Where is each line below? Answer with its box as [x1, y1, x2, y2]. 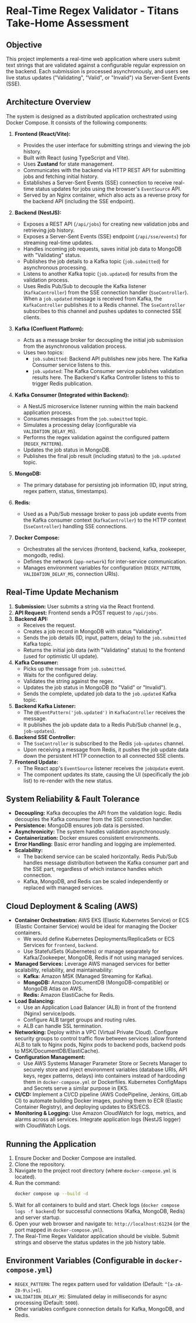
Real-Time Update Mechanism [6, 587, 119, 597]
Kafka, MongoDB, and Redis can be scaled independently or [23, 878, 169, 885]
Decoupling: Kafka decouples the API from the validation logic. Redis [14, 809, 182, 816]
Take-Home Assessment [6, 16, 129, 30]
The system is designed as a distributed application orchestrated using [6, 112, 177, 119]
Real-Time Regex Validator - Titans [6, 4, 179, 18]
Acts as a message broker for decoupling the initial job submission [23, 336, 184, 343]
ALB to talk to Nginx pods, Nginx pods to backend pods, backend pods [14, 1041, 186, 1048]
